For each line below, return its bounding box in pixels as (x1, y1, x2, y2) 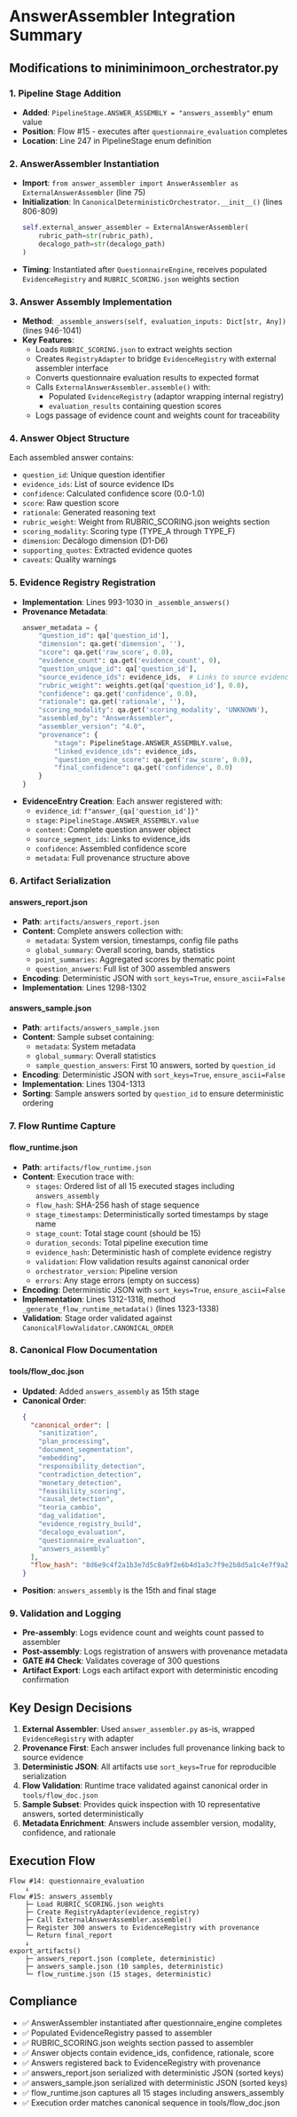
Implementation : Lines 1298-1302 (21, 982, 147, 993)
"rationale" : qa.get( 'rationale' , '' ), (38, 697, 186, 706)
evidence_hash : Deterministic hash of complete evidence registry (35, 1247, 272, 1257)
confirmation (21, 1674, 69, 1685)
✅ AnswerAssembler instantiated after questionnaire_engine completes (21, 2017, 283, 2028)
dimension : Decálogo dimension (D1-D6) (21, 535, 168, 547)
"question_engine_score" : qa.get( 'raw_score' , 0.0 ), (54, 755, 254, 764)
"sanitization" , (38, 1428, 98, 1438)
